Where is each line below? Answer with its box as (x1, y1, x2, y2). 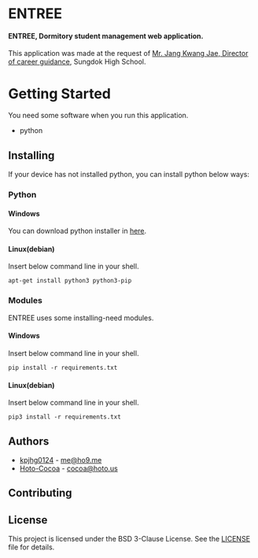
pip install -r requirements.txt (8, 364, 118, 371)
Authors (8, 434, 50, 448)
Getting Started (8, 84, 112, 102)
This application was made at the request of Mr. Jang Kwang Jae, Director (8, 49, 249, 58)
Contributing (8, 486, 72, 500)
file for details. (8, 542, 55, 552)
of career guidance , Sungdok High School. (8, 57, 146, 67)
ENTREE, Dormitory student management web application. (8, 31, 204, 40)
